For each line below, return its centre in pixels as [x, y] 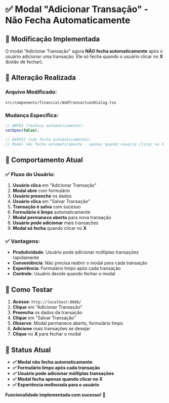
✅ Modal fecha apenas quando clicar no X [57, 379]
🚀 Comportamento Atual [44, 160]
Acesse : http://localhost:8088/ [47, 302]
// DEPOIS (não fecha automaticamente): [49, 139]
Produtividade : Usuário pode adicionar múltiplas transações [76, 252]
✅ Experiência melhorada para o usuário [56, 385]
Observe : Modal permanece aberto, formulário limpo [68, 323]
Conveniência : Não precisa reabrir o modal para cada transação [80, 263]
